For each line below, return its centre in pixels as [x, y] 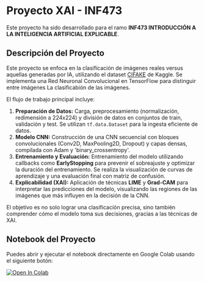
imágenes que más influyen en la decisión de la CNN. [82, 195]
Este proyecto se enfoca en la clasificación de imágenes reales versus [95, 68]
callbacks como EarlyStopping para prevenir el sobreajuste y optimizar [105, 163]
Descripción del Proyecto [56, 53]
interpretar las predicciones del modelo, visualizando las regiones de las [106, 189]
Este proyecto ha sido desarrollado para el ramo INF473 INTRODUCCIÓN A [101, 27]
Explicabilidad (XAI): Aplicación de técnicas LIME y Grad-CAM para [101, 182]
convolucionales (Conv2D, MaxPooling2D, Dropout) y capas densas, [101, 143]
